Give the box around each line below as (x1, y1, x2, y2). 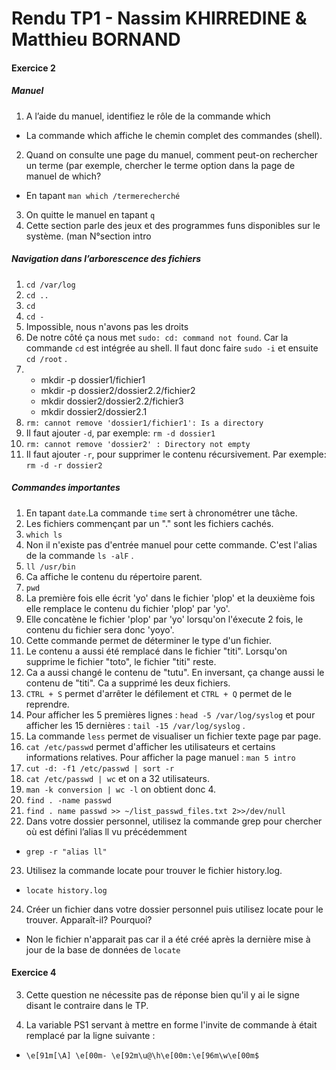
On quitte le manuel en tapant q (25, 208, 156, 221)
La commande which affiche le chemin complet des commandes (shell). (25, 129, 323, 141)
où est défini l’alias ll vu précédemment (25, 825, 188, 837)
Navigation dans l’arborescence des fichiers (11, 253, 202, 265)
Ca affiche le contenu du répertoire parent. (25, 570, 203, 582)
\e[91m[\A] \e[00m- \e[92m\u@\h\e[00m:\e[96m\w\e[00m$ (25, 1050, 260, 1061)
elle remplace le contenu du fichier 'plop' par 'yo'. (25, 602, 231, 614)
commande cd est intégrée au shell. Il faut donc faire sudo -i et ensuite (25, 342, 319, 354)
